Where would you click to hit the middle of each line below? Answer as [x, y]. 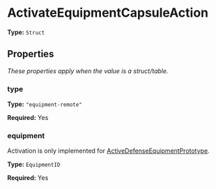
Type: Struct [26, 32]
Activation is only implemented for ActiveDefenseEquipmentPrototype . [109, 151]
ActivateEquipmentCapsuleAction [108, 13]
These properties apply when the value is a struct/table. [88, 70]
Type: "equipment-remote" [45, 104]
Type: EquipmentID [34, 165]
